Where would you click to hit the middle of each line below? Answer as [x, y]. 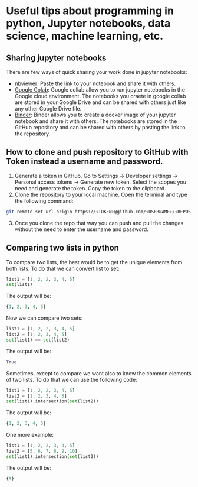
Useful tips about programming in [90, 11]
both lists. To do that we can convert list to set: [63, 268]
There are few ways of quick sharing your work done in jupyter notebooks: [97, 72]
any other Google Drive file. [48, 108]
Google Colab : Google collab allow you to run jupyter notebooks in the [100, 90]
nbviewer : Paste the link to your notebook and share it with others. [95, 83]
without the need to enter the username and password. [81, 229]
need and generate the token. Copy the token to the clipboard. [90, 188]
